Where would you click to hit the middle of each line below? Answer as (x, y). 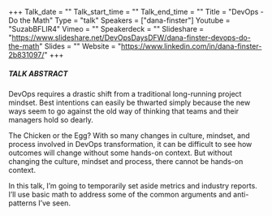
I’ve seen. (54, 203)
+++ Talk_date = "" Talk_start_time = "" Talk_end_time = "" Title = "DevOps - (136, 12)
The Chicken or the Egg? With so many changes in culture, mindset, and (129, 135)
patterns (22, 203)
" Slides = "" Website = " (80, 46)
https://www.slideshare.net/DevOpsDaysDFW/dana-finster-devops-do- (132, 37)
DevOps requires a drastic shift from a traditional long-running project (125, 93)
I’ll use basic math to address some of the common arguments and (120, 194)
